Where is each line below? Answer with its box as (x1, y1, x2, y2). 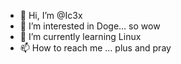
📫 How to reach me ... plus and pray (19, 42, 172, 54)
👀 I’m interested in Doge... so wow (19, 20, 161, 32)
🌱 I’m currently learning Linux (19, 31, 142, 42)
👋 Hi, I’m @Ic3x (19, 10, 83, 21)
